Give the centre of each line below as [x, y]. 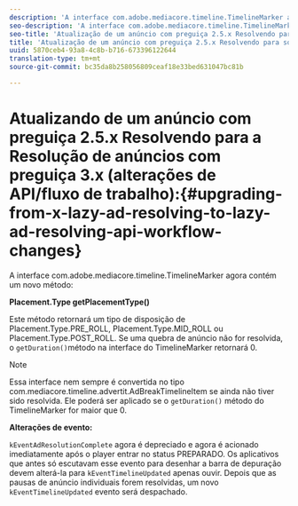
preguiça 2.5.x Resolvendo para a [135, 138]
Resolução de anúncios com [115, 157]
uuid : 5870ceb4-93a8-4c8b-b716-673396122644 [93, 51]
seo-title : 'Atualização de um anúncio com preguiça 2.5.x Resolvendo [142, 34]
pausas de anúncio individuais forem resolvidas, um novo [114, 482]
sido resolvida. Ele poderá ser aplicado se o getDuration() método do [137, 400]
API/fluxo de [56, 194]
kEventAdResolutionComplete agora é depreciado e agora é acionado [134, 444]
